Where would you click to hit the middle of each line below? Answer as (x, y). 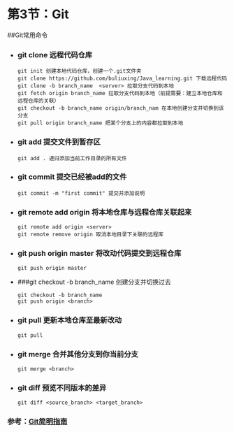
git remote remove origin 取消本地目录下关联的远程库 (90, 235)
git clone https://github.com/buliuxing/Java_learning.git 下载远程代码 (122, 79)
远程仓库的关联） (38, 101)
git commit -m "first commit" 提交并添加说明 (81, 193)
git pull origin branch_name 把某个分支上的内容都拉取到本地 (100, 123)
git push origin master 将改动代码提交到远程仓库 (99, 254)
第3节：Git (38, 14)
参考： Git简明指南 (37, 422)
